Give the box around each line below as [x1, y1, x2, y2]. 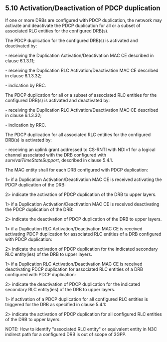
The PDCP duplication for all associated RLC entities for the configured [5, 132, 151, 138]
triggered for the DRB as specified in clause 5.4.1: [5, 301, 106, 307]
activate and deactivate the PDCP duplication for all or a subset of [5, 22, 141, 28]
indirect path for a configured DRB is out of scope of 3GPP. [5, 331, 127, 337]
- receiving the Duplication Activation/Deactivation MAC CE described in [5, 52, 154, 58]
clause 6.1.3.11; [5, 57, 35, 64]
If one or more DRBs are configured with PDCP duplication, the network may [5, 17, 162, 23]
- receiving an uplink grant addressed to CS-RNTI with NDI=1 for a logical [5, 147, 156, 153]
